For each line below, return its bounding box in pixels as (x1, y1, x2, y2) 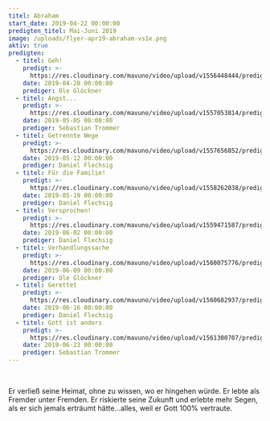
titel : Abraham (8, 11, 59, 20)
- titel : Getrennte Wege (15, 131, 99, 139)
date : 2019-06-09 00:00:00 (22, 266, 113, 274)
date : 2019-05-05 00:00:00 (22, 117, 113, 125)
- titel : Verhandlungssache (15, 244, 110, 252)
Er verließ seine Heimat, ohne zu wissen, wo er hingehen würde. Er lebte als (8, 386, 260, 395)
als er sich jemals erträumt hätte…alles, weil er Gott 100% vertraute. (8, 403, 233, 413)
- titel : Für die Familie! (15, 169, 106, 177)
